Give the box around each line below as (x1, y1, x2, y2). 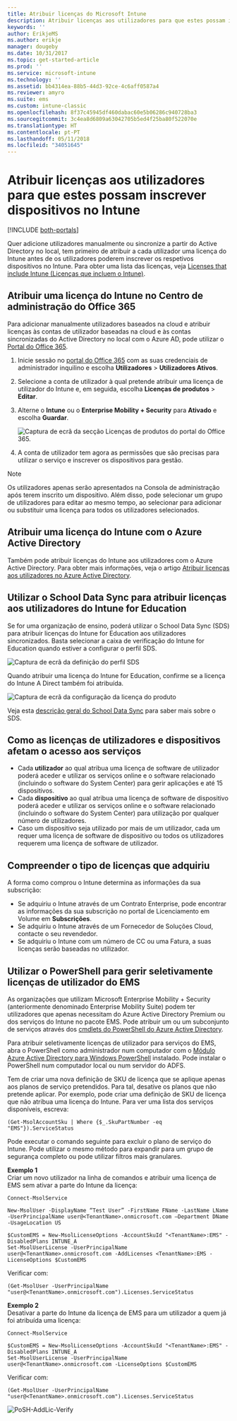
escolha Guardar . (17, 413, 69, 421)
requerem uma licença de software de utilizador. (17, 839, 159, 848)
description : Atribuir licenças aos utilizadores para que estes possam (7, 17, 226, 24)
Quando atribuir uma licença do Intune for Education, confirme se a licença (7, 671, 226, 679)
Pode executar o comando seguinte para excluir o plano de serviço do (7, 1137, 212, 1145)
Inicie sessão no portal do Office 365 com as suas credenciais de (17, 356, 208, 364)
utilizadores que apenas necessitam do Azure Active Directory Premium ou (7, 1010, 226, 1018)
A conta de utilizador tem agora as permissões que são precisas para (17, 448, 220, 457)
